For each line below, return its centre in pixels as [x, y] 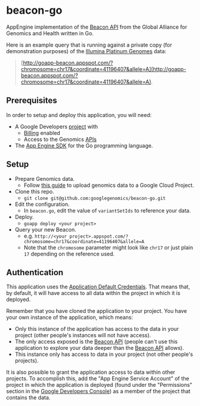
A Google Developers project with [56, 127]
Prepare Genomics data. [44, 179]
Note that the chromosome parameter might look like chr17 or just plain [108, 247]
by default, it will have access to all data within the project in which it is [93, 293]
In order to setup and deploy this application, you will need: [79, 115]
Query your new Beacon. [45, 229]
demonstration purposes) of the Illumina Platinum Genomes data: [86, 51]
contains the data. [28, 398]
